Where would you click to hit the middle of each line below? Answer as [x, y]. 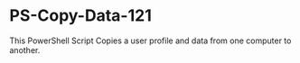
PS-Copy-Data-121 [80, 16]
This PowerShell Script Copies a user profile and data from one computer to [150, 40]
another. [25, 49]
